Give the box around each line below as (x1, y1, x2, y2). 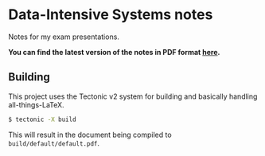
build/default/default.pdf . (8, 138, 100, 148)
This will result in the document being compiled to (8, 130, 173, 139)
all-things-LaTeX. (8, 99, 65, 109)
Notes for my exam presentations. (8, 32, 119, 41)
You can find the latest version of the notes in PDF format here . (8, 47, 220, 57)
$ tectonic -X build (8, 115, 77, 123)
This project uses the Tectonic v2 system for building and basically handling (8, 92, 258, 101)
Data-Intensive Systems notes (8, 6, 213, 24)
